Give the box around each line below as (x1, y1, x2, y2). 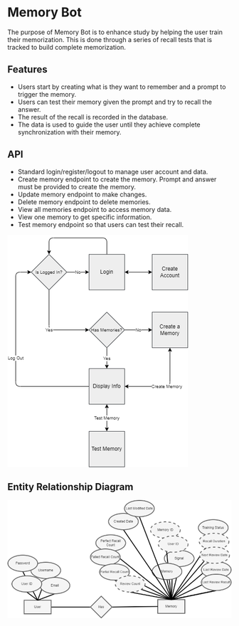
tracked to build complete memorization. (7, 43, 127, 51)
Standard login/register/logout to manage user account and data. (17, 167, 208, 176)
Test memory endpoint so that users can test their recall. (17, 220, 184, 228)
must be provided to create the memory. (17, 182, 137, 191)
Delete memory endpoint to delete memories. (17, 197, 151, 206)
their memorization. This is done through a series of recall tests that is (7, 35, 213, 43)
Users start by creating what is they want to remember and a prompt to (17, 83, 226, 91)
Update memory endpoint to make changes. (17, 190, 147, 198)
